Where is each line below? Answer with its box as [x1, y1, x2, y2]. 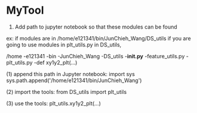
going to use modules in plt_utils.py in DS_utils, [6, 41, 122, 48]
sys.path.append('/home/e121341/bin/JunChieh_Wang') [6, 77, 142, 84]
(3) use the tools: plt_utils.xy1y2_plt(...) [6, 99, 101, 107]
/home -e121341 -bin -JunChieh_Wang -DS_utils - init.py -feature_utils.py [6, 52, 185, 59]
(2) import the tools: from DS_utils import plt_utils [6, 88, 127, 95]
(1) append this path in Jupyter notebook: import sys [6, 70, 136, 77]
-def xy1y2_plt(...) [33, 59, 78, 66]
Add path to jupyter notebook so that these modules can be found [14, 23, 177, 30]
